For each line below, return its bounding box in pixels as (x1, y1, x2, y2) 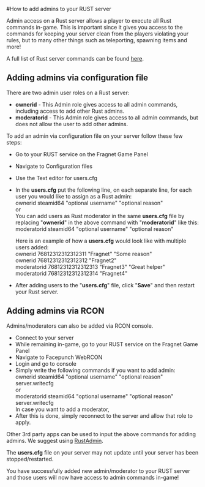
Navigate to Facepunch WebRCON (15, 353, 103, 361)
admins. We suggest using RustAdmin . (6, 437, 104, 444)
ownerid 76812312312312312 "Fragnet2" (15, 257, 117, 264)
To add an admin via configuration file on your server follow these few (6, 132, 183, 140)
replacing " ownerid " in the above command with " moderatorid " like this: (15, 219, 199, 226)
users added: (15, 243, 49, 251)
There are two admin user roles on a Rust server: (6, 89, 130, 96)
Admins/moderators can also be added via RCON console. (6, 322, 154, 330)
